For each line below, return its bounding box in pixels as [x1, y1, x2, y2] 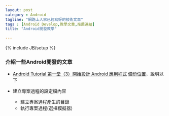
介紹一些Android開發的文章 [5, 59, 73, 66]
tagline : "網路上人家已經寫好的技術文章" [5, 17, 84, 22]
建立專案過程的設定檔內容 [12, 88, 66, 94]
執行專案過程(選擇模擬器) [20, 105, 73, 111]
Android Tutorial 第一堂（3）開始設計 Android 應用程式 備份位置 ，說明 [12, 71, 160, 77]
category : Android [5, 12, 47, 17]
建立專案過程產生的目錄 [20, 99, 70, 105]
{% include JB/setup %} [5, 45, 56, 51]
